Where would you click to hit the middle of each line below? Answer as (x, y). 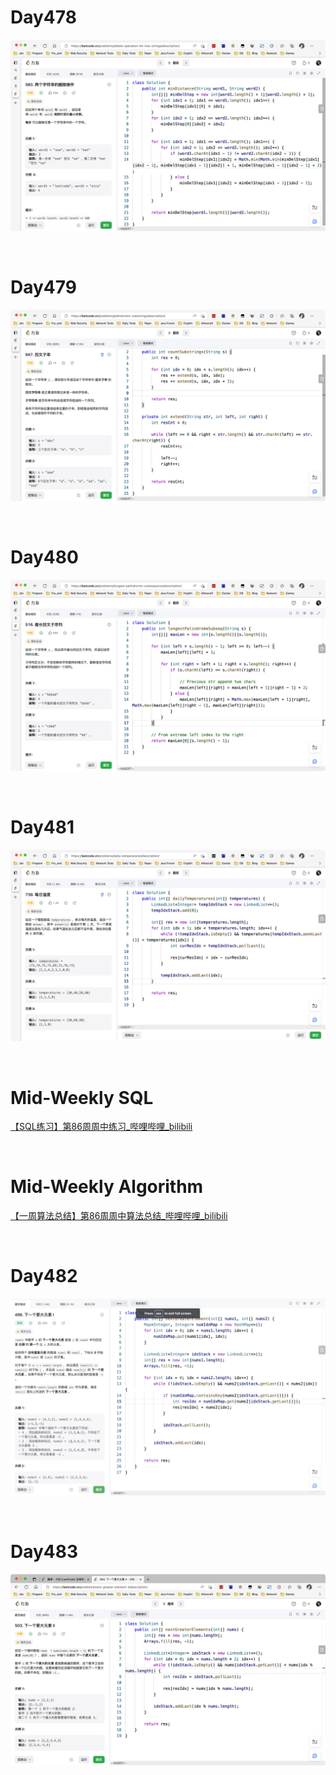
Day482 (44, 1276)
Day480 (44, 557)
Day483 (44, 1552)
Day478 (43, 17)
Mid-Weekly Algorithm (107, 1187)
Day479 (43, 287)
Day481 (42, 827)
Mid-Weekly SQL (82, 1097)
